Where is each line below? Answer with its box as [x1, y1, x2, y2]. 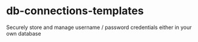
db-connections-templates [6, 4, 144, 18]
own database [6, 30, 41, 37]
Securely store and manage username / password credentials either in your [6, 24, 192, 31]
